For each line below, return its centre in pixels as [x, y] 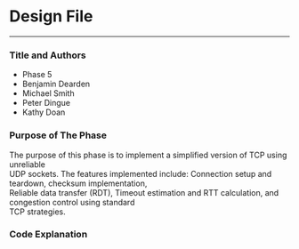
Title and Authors [48, 55]
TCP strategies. [37, 212]
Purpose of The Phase [58, 135]
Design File [51, 16]
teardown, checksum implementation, [78, 183]
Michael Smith [48, 93]
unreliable [28, 164]
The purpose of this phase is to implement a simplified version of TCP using [148, 155]
